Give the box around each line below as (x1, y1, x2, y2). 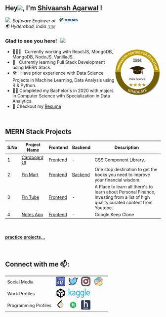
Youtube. (94, 205, 113, 211)
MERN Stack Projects (5, 127, 72, 136)
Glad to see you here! (5, 37, 57, 44)
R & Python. (12, 83, 37, 89)
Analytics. (12, 98, 33, 104)
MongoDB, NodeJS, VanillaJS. (12, 54, 74, 60)
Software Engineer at (12, 17, 56, 24)
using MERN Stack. (12, 64, 52, 71)
